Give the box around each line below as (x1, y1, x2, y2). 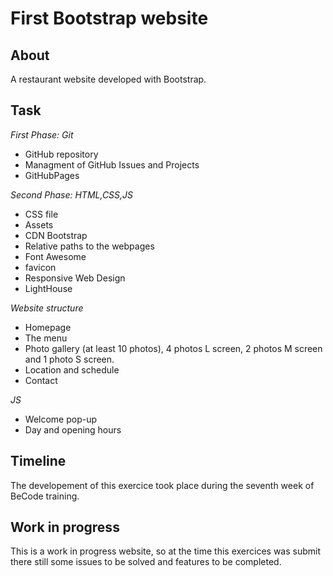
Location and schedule (24, 363, 120, 376)
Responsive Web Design (24, 272, 126, 284)
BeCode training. (10, 490, 80, 502)
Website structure (10, 302, 84, 314)
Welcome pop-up (24, 413, 98, 425)
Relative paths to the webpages (24, 240, 155, 252)
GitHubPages (24, 169, 80, 181)
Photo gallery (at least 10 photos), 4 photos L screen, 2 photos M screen (24, 342, 323, 354)
